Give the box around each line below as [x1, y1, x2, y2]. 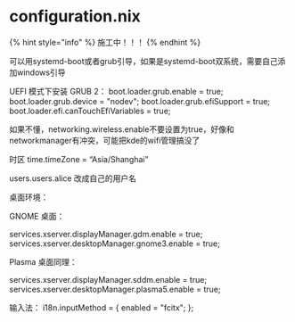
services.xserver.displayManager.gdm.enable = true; [9, 228, 203, 239]
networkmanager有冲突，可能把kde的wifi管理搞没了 [9, 135, 201, 145]
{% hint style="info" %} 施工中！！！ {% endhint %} [9, 37, 201, 47]
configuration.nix [9, 6, 141, 27]
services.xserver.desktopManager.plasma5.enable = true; [9, 284, 221, 294]
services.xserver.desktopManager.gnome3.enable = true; [9, 238, 220, 249]
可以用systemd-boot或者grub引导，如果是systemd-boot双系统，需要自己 [9, 55, 278, 66]
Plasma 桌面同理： [9, 256, 78, 267]
